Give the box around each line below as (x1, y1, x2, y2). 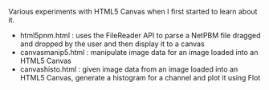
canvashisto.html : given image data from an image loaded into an (19, 65, 238, 74)
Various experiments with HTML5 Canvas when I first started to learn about (8, 7, 258, 16)
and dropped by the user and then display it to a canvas (19, 39, 205, 49)
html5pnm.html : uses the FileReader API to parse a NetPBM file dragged (19, 31, 261, 40)
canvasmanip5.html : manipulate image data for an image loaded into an (19, 48, 259, 57)
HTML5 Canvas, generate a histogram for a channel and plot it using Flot (19, 73, 261, 82)
